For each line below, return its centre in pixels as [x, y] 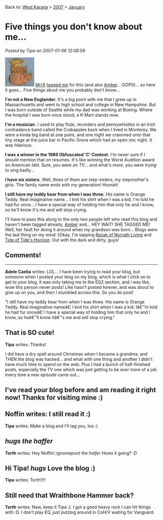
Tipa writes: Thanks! [25, 344]
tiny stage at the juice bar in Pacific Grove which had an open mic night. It [79, 140]
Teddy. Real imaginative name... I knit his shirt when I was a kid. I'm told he [80, 199]
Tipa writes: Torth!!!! [25, 480]
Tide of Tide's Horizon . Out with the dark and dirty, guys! [62, 240]
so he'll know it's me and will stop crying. [46, 210]
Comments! [23, 255]
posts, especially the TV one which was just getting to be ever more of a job [81, 369]
